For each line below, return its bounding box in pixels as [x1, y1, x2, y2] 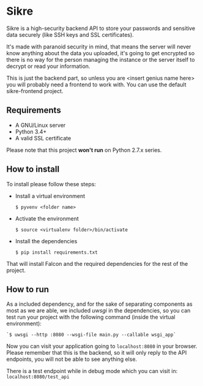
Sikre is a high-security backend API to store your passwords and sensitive [6, 25, 196, 32]
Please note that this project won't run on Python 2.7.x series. [6, 146, 162, 154]
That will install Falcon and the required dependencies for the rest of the [6, 260, 188, 267]
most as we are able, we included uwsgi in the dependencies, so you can [6, 307, 191, 314]
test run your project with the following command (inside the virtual [6, 314, 175, 321]
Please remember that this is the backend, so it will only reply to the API [6, 349, 187, 357]
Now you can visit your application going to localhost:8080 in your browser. [6, 342, 197, 350]
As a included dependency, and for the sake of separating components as [6, 300, 193, 308]
